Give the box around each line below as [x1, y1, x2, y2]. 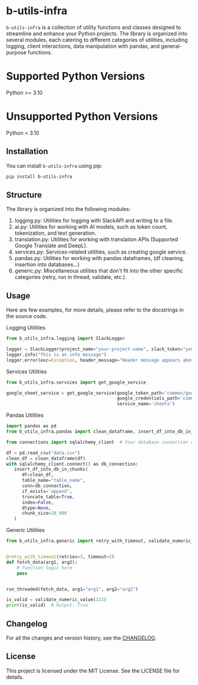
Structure [6, 190, 42, 200]
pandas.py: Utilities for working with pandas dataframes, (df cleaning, [14, 255, 184, 262]
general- [161, 43, 182, 50]
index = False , [21, 499, 54, 505]
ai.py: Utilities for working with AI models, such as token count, [14, 223, 168, 231]
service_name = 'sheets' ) [117, 401, 176, 407]
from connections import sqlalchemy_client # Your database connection [6, 439, 189, 445]
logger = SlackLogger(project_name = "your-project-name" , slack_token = [6, 346, 183, 352]
